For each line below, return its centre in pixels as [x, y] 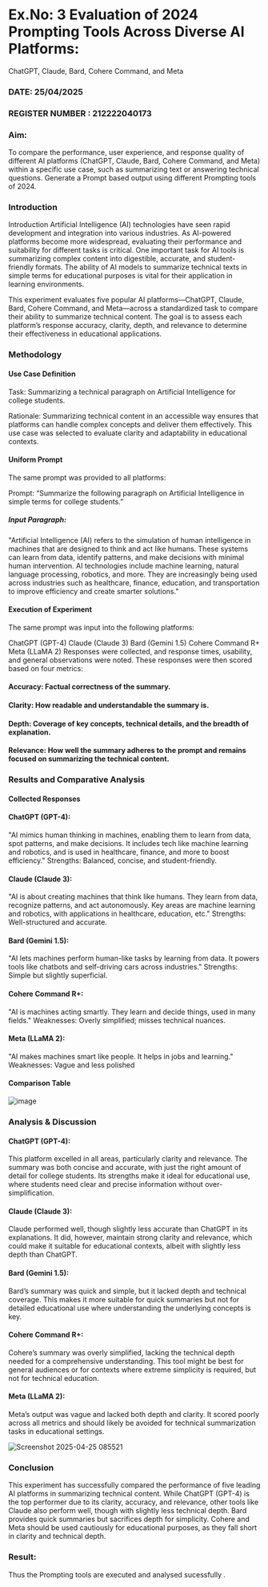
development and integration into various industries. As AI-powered [120, 233]
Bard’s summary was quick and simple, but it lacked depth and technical [127, 1291]
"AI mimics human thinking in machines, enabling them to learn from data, [130, 835]
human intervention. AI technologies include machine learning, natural [124, 565]
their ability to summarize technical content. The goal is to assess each [125, 317]
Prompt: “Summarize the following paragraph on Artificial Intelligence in [126, 493]
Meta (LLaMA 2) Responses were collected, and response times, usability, [130, 651]
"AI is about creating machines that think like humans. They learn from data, [133, 897]
